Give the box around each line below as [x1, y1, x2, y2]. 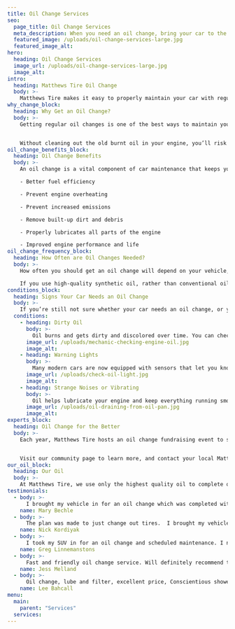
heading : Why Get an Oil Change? [13, 108, 111, 115]
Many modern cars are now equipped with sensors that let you [32, 365, 218, 372]
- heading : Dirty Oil [20, 319, 83, 326]
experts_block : [7, 417, 52, 424]
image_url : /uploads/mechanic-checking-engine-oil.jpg [25, 339, 190, 346]
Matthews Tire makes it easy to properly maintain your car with [20, 95, 215, 102]
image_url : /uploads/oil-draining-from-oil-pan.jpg [25, 404, 180, 411]
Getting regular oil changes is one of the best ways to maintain [20, 120, 218, 128]
